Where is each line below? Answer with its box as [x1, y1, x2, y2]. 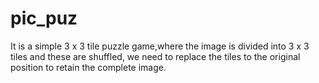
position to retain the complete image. [10, 61, 167, 73]
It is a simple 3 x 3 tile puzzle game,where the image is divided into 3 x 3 [10, 40, 310, 52]
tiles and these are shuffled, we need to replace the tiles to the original [10, 50, 301, 62]
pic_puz [10, 7, 78, 30]
